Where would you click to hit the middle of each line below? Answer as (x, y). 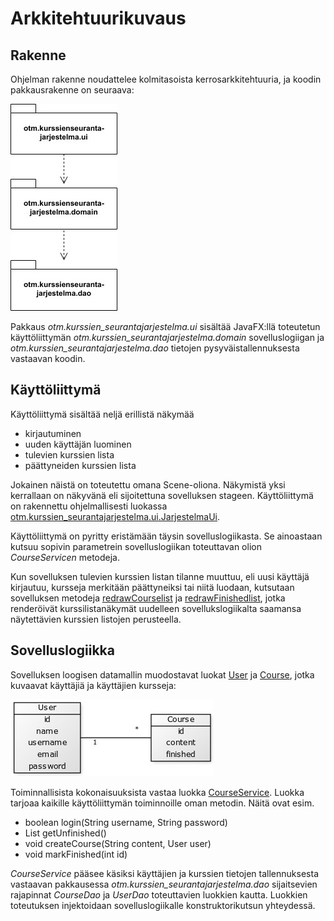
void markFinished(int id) (76, 854)
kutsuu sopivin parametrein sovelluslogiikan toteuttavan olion (136, 546)
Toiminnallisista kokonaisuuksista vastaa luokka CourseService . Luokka (157, 792)
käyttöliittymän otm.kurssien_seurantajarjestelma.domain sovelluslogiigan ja (167, 337)
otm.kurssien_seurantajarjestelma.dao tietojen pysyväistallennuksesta (155, 348)
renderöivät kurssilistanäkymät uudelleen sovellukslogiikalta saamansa (156, 608)
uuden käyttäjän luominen (78, 444)
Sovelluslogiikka (62, 650)
